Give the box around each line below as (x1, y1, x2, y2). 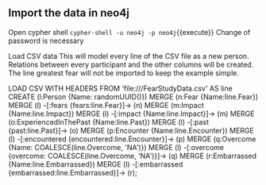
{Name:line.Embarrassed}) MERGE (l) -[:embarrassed (8, 159, 183, 169)
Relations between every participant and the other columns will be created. (8, 60, 254, 69)
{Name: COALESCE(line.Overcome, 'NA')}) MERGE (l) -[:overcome (8, 142, 225, 152)
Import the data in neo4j (8, 6, 129, 20)
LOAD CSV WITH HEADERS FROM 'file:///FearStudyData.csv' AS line (8, 83, 233, 93)
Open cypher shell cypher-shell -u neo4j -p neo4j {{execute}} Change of (8, 27, 251, 37)
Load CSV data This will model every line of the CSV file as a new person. (8, 51, 249, 60)
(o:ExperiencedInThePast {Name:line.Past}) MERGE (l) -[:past (8, 117, 209, 126)
